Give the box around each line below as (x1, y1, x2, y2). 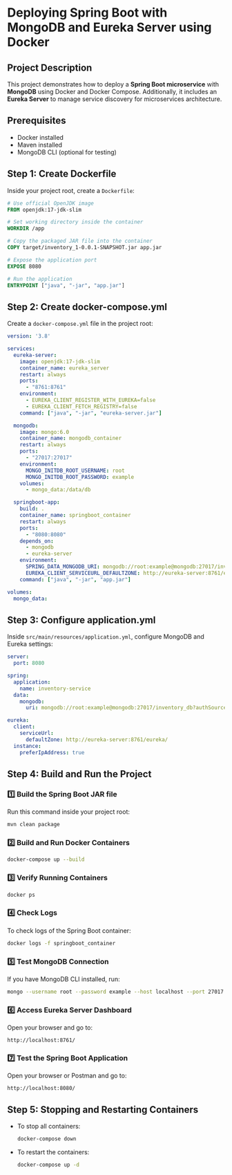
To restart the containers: (17, 1148, 90, 1156)
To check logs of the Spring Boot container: (7, 926, 131, 935)
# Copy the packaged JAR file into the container (7, 237, 153, 245)
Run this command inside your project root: (7, 808, 130, 816)
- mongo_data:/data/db (25, 486, 91, 493)
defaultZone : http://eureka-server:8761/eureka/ (25, 736, 168, 743)
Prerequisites (7, 115, 66, 127)
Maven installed (17, 140, 63, 149)
